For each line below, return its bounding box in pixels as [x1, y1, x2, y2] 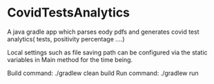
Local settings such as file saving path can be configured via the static [7, 48, 208, 56]
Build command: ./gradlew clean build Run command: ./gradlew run [7, 69, 199, 77]
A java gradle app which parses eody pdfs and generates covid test [7, 28, 200, 36]
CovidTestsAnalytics [7, 5, 130, 21]
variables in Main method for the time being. [7, 55, 133, 63]
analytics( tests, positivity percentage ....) [7, 34, 126, 43]
